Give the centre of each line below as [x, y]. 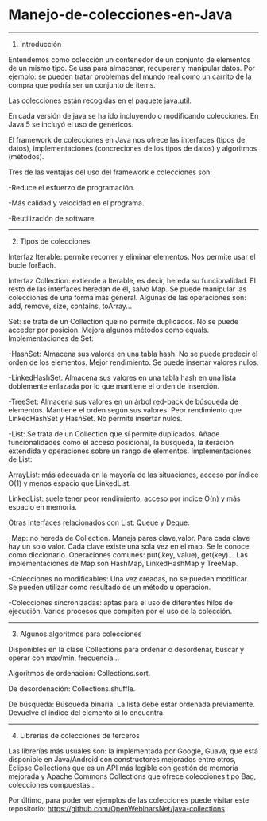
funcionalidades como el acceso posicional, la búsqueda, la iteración [121, 442]
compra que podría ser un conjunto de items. [82, 84]
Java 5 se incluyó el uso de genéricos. [71, 124]
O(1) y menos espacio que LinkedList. [70, 483]
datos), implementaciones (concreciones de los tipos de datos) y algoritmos [133, 148]
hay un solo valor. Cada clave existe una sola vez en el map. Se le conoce [129, 546]
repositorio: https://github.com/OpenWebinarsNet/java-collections [116, 808]
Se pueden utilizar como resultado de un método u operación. [110, 587]
